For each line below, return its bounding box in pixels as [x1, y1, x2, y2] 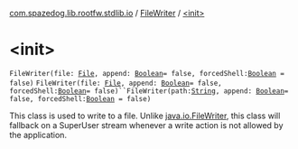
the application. [9, 129, 68, 140]
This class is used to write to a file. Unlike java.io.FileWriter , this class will [9, 110, 281, 121]
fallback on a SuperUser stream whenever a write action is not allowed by [9, 119, 284, 130]
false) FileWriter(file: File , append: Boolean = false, [9, 79, 223, 88]
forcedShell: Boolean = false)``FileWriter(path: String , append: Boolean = [9, 86, 289, 96]
